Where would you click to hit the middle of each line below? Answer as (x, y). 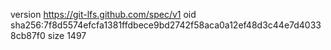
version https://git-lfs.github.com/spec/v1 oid (103, 14)
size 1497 (67, 35)
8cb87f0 (28, 35)
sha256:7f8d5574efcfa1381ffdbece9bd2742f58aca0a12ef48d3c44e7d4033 (166, 25)
